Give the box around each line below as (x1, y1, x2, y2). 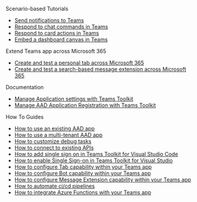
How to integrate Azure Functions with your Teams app (14, 189, 151, 196)
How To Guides (5, 114, 44, 120)
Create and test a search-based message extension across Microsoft (14, 66, 186, 73)
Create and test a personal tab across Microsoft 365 (14, 60, 145, 66)
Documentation (5, 84, 44, 91)
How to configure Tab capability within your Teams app (14, 164, 152, 170)
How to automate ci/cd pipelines (14, 183, 95, 189)
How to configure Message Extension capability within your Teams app (14, 176, 191, 183)
